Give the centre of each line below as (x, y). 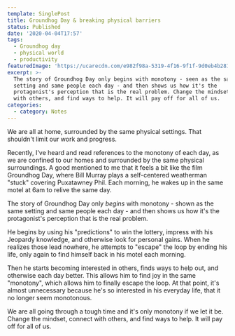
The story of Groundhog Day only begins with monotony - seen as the (117, 79)
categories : (24, 105)
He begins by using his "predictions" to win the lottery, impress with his (110, 231)
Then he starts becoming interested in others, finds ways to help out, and (113, 268)
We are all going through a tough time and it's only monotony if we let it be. (115, 311)
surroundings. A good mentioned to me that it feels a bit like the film (105, 167)
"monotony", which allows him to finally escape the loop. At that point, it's (113, 283)
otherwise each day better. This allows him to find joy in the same (101, 275)
